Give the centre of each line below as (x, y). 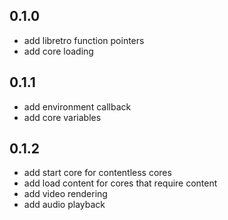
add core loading (58, 51)
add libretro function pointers (84, 40)
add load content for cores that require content (120, 183)
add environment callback (77, 106)
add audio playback (64, 205)
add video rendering (65, 194)
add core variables (62, 117)
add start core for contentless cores (97, 173)
